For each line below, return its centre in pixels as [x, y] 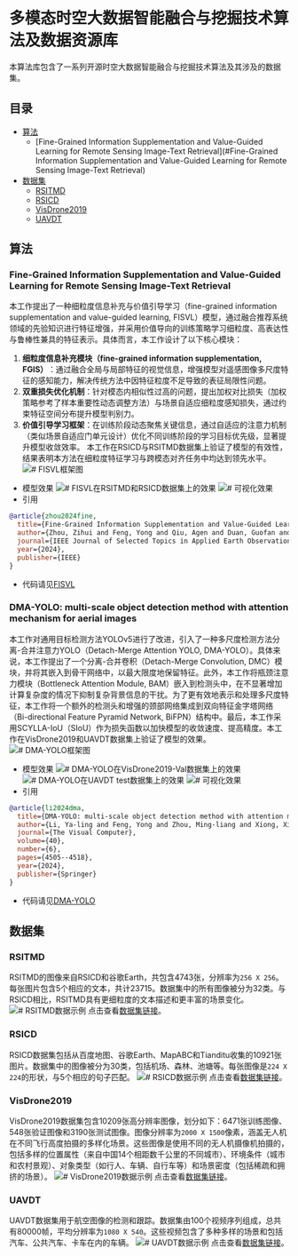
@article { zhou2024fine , [53, 516]
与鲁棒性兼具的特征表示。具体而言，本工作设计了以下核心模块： [125, 339]
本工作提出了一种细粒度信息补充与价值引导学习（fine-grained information [143, 306]
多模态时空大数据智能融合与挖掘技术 [141, 18]
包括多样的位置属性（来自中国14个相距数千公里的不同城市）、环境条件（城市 [147, 1154]
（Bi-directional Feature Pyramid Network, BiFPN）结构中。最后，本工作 [141, 717]
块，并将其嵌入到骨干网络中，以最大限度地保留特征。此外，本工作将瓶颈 [141, 672]
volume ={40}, [41, 841]
